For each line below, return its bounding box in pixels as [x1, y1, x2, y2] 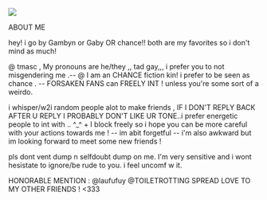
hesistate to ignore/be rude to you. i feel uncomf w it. [8, 160, 183, 170]
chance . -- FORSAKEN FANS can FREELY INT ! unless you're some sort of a [8, 79, 259, 88]
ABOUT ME [8, 22, 45, 32]
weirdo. [8, 88, 33, 96]
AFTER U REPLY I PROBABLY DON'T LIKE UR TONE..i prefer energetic [8, 112, 238, 120]
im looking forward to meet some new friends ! [8, 136, 162, 146]
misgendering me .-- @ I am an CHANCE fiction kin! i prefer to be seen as [8, 70, 250, 80]
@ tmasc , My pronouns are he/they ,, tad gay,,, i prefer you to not [8, 62, 225, 71]
